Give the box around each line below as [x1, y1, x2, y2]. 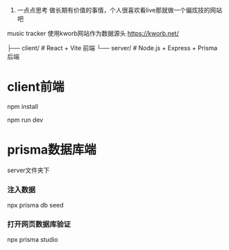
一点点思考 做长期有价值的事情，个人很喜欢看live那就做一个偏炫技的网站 [17, 6, 223, 14]
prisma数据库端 [7, 142, 97, 158]
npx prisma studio [7, 236, 59, 244]
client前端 [7, 79, 65, 95]
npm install [7, 102, 39, 110]
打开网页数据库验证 [7, 220, 71, 229]
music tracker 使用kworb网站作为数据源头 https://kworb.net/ [7, 30, 179, 37]
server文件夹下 [7, 166, 50, 174]
